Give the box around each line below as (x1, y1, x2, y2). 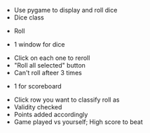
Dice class (13, 13, 44, 22)
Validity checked (13, 103, 62, 111)
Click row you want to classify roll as (13, 95, 120, 104)
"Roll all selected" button (13, 61, 86, 69)
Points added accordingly (13, 111, 88, 118)
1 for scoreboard (13, 82, 62, 90)
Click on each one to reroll (13, 54, 90, 62)
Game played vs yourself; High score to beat (13, 118, 143, 126)
